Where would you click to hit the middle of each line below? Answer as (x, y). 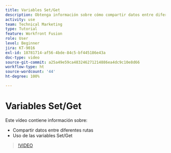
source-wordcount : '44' (31, 72)
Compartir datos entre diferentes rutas (53, 130)
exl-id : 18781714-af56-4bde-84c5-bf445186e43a (55, 53)
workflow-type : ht (25, 67)
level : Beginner (22, 43)
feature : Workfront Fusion (34, 34)
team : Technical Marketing (34, 24)
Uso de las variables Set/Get (42, 135)
